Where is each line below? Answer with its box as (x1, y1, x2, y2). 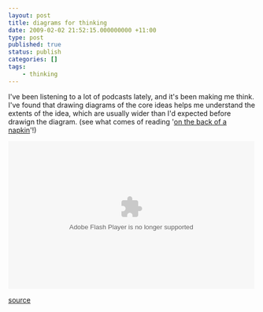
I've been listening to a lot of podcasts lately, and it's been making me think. (8, 91, 254, 101)
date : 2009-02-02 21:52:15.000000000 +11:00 (8, 26, 157, 34)
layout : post (8, 11, 51, 20)
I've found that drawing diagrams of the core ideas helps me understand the (8, 100, 256, 110)
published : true (8, 41, 61, 49)
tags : (8, 63, 26, 71)
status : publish (8, 48, 61, 56)
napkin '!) (8, 125, 37, 135)
